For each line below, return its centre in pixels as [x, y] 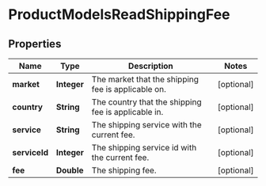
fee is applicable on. [129, 89]
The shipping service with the [146, 125]
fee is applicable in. [127, 112]
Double [70, 170]
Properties [35, 44]
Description [151, 66]
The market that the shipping [145, 79]
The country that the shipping [146, 102]
